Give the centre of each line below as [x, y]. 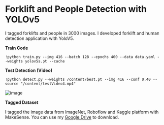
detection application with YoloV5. [40, 38]
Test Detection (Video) [29, 70]
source [12, 84]
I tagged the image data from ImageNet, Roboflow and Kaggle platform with [82, 112]
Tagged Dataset [22, 102]
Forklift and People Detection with [76, 9]
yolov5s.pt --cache [45, 61]
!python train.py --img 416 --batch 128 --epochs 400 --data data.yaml [80, 57]
